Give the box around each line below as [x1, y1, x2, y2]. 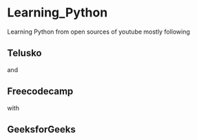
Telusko [7, 47, 43, 59]
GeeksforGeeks [7, 124, 76, 135]
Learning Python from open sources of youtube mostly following [7, 27, 191, 36]
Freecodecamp [7, 86, 74, 97]
